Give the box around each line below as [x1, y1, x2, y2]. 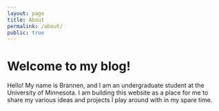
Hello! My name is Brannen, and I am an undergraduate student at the [7, 82, 205, 90]
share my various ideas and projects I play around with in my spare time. [7, 96, 213, 104]
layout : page [7, 10, 45, 17]
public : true [7, 29, 45, 36]
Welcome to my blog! [7, 59, 131, 74]
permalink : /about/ [7, 23, 63, 29]
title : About [7, 16, 45, 23]
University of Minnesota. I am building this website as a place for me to [7, 88, 209, 97]
